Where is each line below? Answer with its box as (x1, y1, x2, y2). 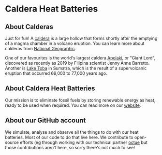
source (5, 139, 19, 145)
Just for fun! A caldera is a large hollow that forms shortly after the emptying (5, 35, 158, 41)
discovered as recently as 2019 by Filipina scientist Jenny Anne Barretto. (5, 60, 150, 66)
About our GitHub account (5, 116, 86, 125)
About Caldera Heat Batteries (5, 85, 95, 93)
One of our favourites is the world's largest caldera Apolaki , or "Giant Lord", (5, 55, 156, 61)
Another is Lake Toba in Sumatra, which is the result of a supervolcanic (5, 65, 147, 71)
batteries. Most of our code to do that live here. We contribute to (5, 134, 133, 140)
